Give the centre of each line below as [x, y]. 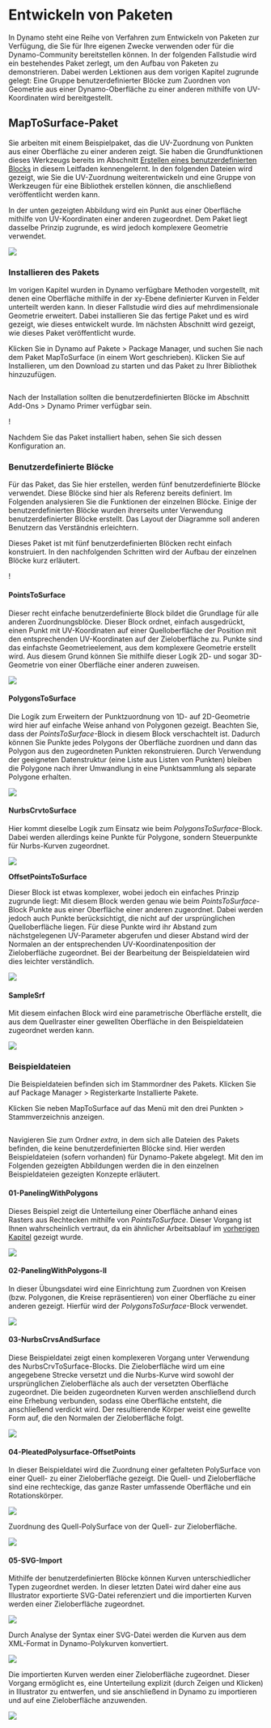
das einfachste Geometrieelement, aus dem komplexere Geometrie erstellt [132, 647]
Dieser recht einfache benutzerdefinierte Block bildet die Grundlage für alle [133, 613]
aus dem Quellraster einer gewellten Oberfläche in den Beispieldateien [126, 1022]
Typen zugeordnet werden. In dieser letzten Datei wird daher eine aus [125, 1587]
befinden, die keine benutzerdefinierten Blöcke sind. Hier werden [117, 1148]
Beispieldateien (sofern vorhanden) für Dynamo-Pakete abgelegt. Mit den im [136, 1157]
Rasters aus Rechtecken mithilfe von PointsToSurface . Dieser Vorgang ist [130, 1220]
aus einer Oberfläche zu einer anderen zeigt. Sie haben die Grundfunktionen [135, 151]
